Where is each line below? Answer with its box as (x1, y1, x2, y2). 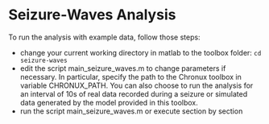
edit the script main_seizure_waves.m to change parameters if (19, 63, 226, 73)
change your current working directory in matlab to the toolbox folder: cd (19, 48, 262, 57)
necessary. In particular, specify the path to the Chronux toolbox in (19, 72, 242, 81)
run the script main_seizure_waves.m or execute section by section (19, 106, 243, 116)
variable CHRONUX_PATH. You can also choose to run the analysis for (19, 81, 254, 90)
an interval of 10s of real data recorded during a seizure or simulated (19, 89, 248, 98)
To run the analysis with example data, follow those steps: (8, 32, 201, 42)
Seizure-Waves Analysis (8, 6, 176, 24)
